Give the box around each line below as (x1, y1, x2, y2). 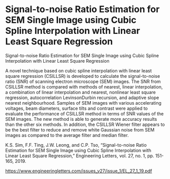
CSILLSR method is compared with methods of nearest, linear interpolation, (5, 83, 163, 89)
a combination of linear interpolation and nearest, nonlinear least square (5, 89, 156, 95)
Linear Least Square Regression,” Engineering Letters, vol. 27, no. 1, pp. (5, 153, 154, 159)
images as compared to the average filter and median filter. (5, 132, 129, 138)
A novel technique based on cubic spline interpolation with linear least (5, 67, 152, 74)
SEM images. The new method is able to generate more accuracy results (5, 116, 157, 122)
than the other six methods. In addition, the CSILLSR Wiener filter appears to (5, 121, 165, 127)
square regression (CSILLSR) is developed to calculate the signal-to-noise (5, 73, 160, 79)
